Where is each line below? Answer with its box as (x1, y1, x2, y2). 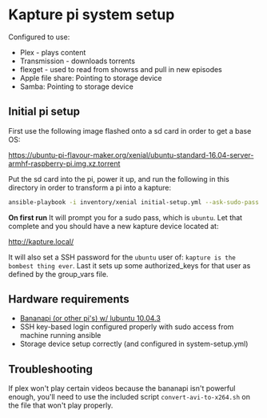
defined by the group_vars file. (8, 269, 109, 279)
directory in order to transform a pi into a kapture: (8, 183, 172, 192)
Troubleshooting (8, 362, 94, 376)
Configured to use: (8, 32, 70, 42)
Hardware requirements (8, 292, 130, 306)
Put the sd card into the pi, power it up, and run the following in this (8, 174, 229, 183)
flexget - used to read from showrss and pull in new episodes (19, 64, 222, 74)
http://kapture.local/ (8, 236, 74, 246)
